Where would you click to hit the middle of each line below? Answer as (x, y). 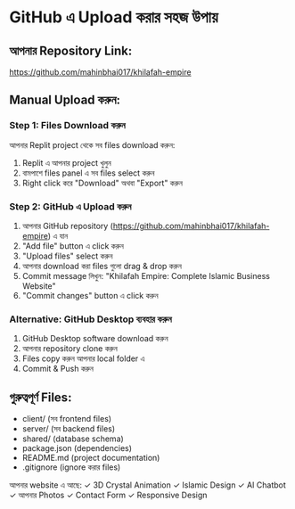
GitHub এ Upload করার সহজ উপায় (114, 17)
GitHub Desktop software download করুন (95, 339)
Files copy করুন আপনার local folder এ (83, 358)
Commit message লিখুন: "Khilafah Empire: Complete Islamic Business (146, 275)
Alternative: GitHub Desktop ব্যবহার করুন (90, 319)
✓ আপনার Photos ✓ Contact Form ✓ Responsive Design (108, 495)
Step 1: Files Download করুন (68, 126)
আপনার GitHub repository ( (68, 226)
